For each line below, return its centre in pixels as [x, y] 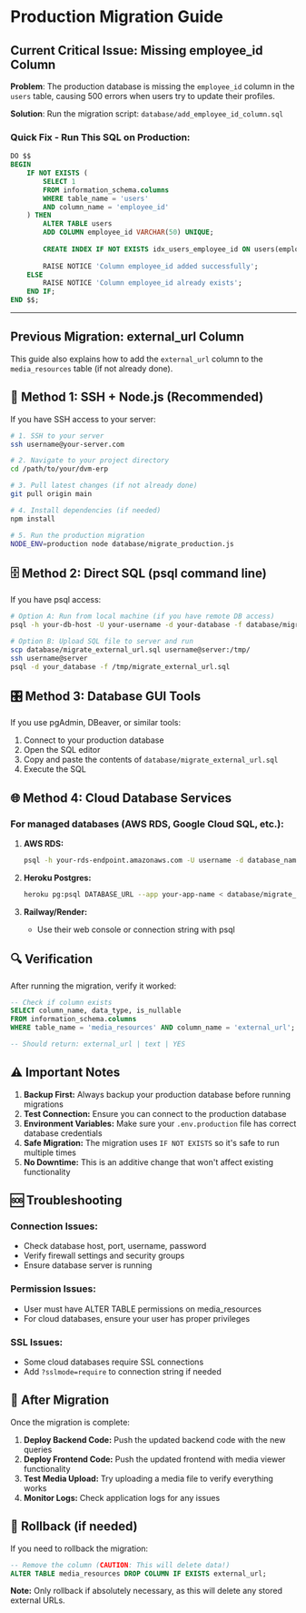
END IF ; [41, 292]
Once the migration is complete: [70, 1422]
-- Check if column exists [61, 1002]
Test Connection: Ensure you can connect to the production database [155, 1113]
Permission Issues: [53, 1289]
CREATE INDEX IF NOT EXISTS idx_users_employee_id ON [147, 249]
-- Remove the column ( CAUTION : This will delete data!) [120, 1565]
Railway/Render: [55, 911]
